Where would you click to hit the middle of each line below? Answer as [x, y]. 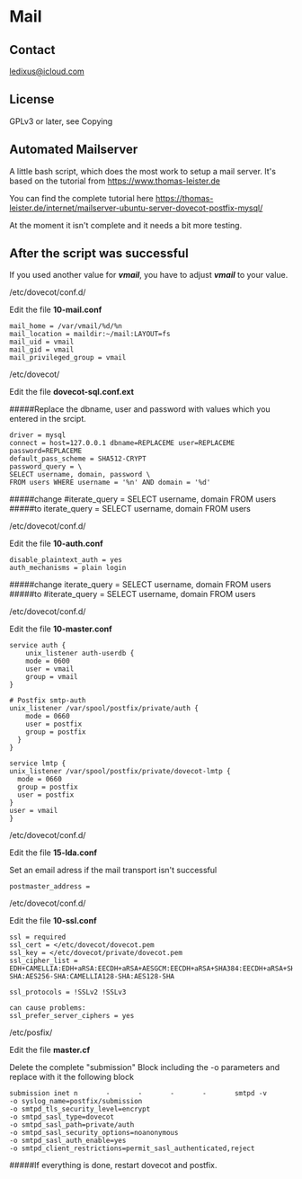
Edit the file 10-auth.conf [56, 544]
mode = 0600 [48, 661]
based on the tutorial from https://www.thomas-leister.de [115, 181]
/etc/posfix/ [31, 1032]
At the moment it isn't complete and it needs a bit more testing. [126, 225]
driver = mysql [38, 435]
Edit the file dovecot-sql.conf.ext [72, 392]
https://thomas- [185, 198]
